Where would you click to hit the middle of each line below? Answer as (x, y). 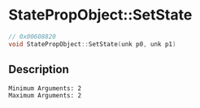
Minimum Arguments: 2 (45, 88)
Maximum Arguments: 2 (45, 95)
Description (39, 69)
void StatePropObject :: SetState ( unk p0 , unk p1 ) (92, 44)
